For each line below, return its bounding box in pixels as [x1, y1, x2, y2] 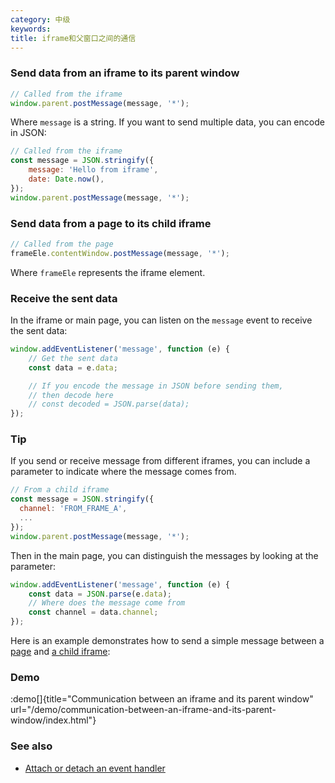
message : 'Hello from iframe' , [28, 165, 159, 175]
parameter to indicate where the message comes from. [10, 466, 237, 478]
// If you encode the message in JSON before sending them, [28, 381, 284, 391]
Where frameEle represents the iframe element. [10, 266, 206, 278]
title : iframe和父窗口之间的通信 [10, 33, 137, 43]
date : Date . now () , [28, 174, 105, 185]
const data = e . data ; [28, 362, 118, 373]
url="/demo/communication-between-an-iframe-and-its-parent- [10, 704, 277, 716]
